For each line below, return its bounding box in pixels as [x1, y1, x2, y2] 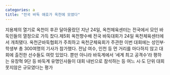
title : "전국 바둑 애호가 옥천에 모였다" [5, 12, 80, 17]
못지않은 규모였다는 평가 [5, 64, 53, 70]
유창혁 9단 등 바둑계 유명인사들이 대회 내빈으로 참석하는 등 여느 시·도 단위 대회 [10, 58, 165, 64]
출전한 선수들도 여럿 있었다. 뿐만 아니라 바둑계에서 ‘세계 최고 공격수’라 [14, 51, 152, 58]
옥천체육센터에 [134, 33, 164, 39]
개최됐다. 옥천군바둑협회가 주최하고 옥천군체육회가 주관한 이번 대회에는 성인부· [10, 39, 165, 45]
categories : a [5, 7, 36, 13]
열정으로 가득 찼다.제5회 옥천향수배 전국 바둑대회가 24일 [22, 33, 134, 39]
